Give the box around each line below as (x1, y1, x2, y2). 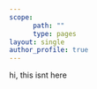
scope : (9, 12, 34, 22)
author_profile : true (9, 46, 89, 55)
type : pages (32, 29, 77, 38)
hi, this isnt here (9, 70, 68, 80)
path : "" (32, 21, 65, 30)
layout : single (9, 37, 65, 47)
